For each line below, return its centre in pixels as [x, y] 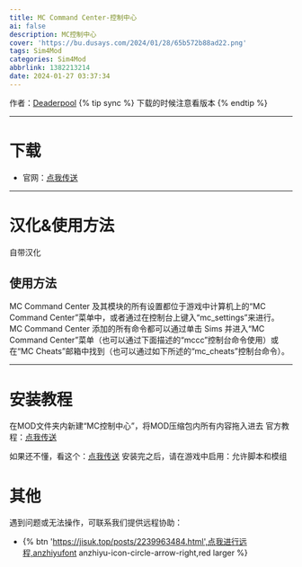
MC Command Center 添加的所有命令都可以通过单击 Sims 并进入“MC [137, 329]
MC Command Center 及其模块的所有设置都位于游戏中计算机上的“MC [138, 306]
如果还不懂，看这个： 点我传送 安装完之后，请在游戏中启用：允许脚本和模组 [148, 456]
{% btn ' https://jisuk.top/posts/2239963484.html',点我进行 [131, 542]
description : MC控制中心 [53, 34]
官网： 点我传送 [50, 177]
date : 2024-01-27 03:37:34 [60, 76]
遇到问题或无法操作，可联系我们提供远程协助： [96, 523]
